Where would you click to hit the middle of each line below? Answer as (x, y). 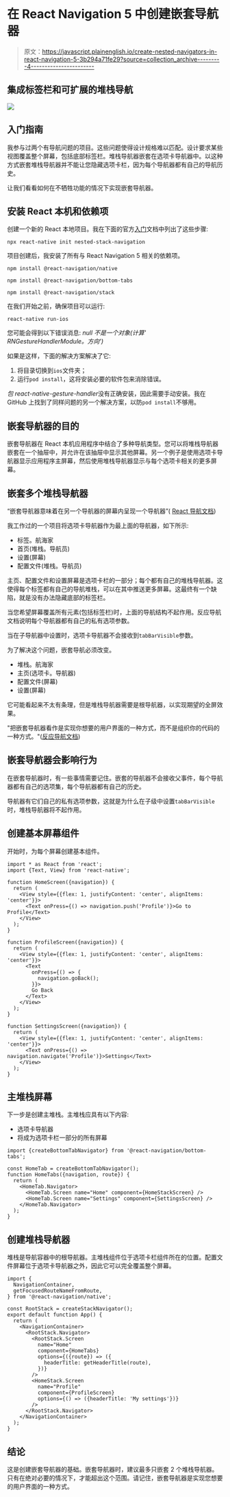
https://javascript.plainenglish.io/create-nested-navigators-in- (130, 51)
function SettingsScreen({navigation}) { (67, 1026)
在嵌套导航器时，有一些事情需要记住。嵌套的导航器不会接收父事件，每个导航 (115, 778)
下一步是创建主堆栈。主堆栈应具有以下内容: (68, 1114)
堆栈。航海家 (35, 664)
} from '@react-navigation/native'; (59, 1297)
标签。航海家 (35, 540)
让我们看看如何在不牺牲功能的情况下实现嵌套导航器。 (82, 188)
